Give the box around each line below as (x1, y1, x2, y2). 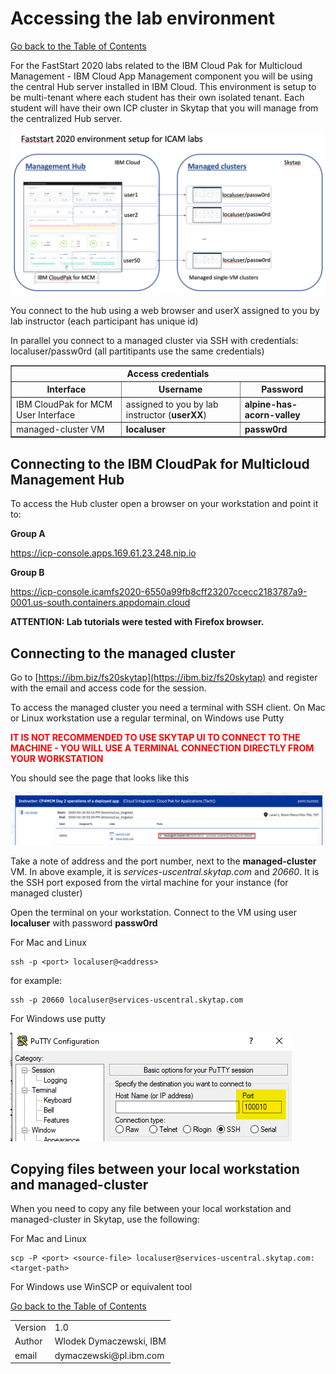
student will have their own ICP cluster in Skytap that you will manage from (10, 102, 319, 114)
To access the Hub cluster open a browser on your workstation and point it (10, 498, 319, 510)
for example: (10, 974, 63, 986)
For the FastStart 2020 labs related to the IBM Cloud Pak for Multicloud (10, 59, 303, 71)
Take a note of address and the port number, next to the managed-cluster (10, 855, 317, 867)
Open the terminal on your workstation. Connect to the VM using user (10, 906, 297, 918)
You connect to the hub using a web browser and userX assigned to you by (10, 304, 320, 316)
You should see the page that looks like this (10, 772, 190, 784)
